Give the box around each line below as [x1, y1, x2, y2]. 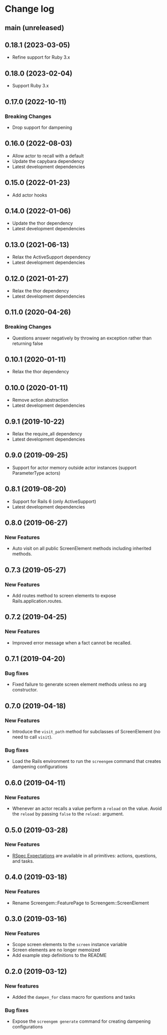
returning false [12, 340, 43, 346]
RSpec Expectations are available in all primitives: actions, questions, [12, 852, 157, 858]
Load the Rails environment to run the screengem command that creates [12, 758, 161, 764]
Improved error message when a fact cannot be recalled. [12, 639, 132, 646]
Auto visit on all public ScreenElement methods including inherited [12, 545, 151, 551]
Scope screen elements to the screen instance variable [12, 942, 127, 948]
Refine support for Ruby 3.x [12, 54, 70, 60]
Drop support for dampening [12, 124, 72, 130]
